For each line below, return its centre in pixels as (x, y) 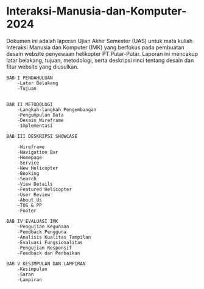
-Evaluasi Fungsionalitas (50, 242)
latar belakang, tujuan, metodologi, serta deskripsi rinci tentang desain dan (100, 60)
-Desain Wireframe (40, 120)
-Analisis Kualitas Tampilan (54, 237)
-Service (28, 163)
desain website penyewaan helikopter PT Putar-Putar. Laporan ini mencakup (102, 53)
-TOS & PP (30, 205)
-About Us (30, 200)
